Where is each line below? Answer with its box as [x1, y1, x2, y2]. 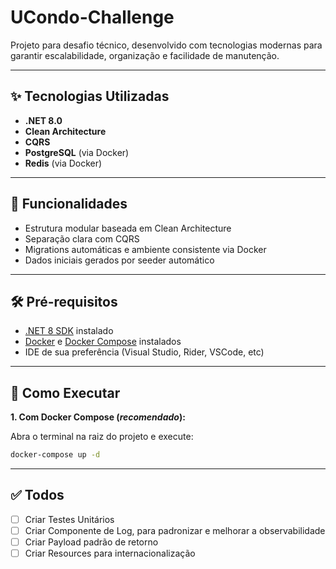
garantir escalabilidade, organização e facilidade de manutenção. [10, 49, 280, 61]
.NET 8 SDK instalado [24, 325, 114, 337]
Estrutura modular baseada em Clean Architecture [24, 222, 232, 234]
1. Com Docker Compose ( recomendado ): [10, 411, 186, 423]
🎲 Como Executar [10, 384, 121, 401]
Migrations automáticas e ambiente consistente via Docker [24, 243, 267, 255]
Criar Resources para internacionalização [24, 547, 196, 560]
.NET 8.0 [24, 114, 63, 126]
